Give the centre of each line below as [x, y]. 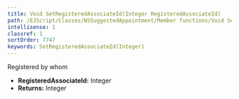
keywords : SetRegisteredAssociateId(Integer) [76, 47]
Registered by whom [38, 67]
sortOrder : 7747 [31, 40]
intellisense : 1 [31, 27]
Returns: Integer [42, 88]
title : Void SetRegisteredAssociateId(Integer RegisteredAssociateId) [114, 14]
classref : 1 [25, 34]
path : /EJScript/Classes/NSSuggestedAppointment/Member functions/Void [116, 21]
